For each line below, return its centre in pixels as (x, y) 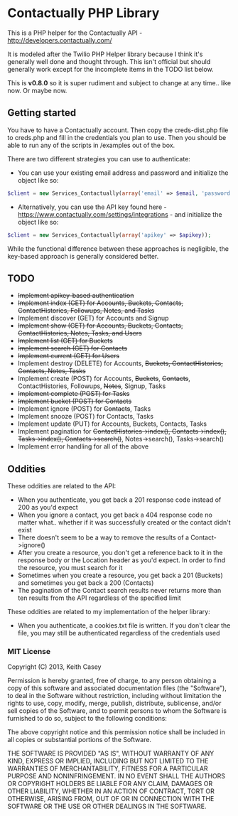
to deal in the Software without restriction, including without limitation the (114, 696)
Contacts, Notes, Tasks (52, 371)
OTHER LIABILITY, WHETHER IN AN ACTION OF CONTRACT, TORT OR (111, 791)
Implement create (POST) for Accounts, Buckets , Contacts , (104, 379)
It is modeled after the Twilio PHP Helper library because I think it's (105, 54)
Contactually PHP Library (83, 13)
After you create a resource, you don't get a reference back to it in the (120, 553)
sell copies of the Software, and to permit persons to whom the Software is (117, 711)
